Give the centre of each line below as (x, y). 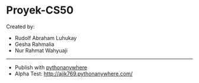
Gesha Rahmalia (34, 44)
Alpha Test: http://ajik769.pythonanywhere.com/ (74, 74)
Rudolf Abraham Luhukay (46, 38)
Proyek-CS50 (40, 10)
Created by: (20, 26)
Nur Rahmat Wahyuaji (41, 50)
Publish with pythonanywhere (51, 67)
